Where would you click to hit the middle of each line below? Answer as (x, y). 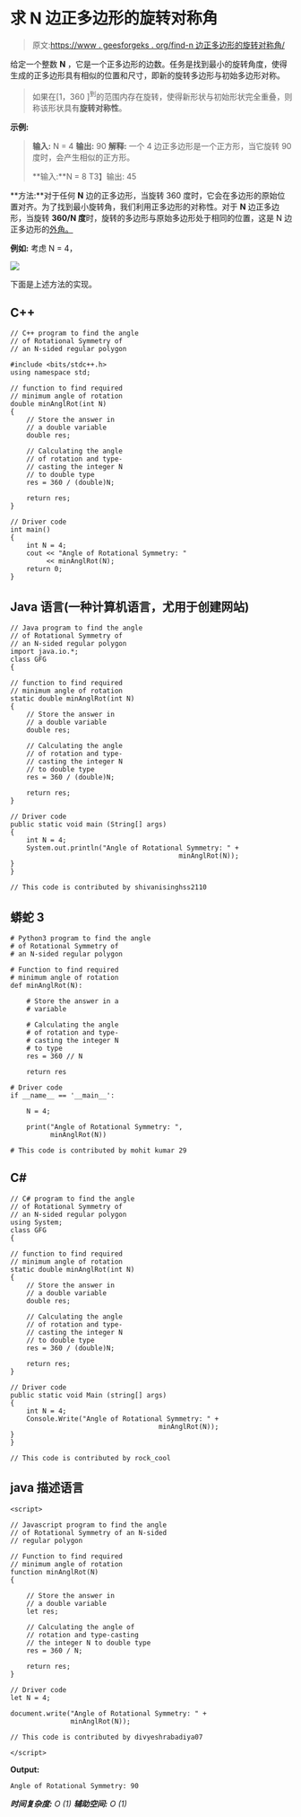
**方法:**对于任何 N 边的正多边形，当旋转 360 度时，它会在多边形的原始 (144, 195)
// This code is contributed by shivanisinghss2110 (108, 887)
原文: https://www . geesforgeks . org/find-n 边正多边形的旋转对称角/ (159, 45)
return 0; (45, 569)
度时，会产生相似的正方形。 (83, 157)
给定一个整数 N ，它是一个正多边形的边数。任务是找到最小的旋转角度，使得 (149, 64)
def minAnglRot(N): (47, 986)
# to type (45, 1049)
